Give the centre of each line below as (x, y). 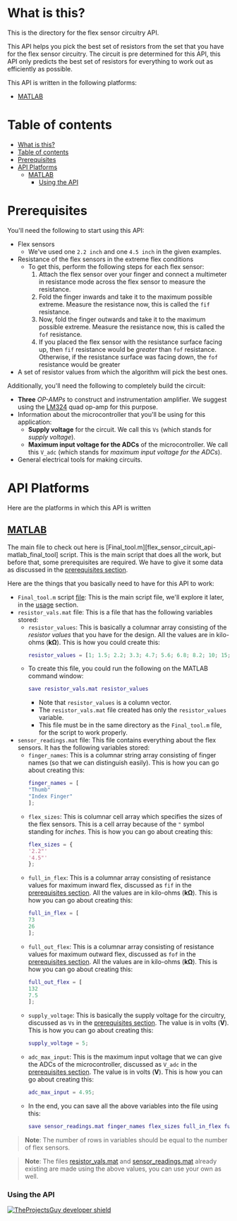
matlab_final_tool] (33, 554)
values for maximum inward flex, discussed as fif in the (110, 885)
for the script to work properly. (83, 733)
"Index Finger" (50, 797)
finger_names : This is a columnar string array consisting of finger (122, 755)
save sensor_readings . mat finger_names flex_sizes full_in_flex (124, 1127)
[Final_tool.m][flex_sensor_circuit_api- (161, 547)
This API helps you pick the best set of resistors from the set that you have (116, 46)
